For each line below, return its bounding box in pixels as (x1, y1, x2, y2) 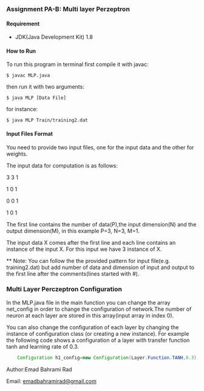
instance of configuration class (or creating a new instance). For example (6, 330, 189, 337)
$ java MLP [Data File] (6, 95, 67, 101)
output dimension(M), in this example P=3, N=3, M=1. (6, 227, 140, 234)
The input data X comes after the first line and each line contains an (6, 239, 176, 246)
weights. (6, 150, 28, 157)
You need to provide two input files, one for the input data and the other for (6, 143, 194, 151)
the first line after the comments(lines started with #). (6, 270, 140, 277)
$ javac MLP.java (6, 72, 50, 79)
